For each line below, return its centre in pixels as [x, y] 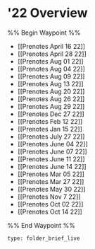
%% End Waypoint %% [41, 225]
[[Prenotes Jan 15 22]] [50, 129]
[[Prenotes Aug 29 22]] [51, 106]
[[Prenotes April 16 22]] [51, 46]
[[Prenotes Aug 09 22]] [51, 76]
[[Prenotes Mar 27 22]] [51, 181]
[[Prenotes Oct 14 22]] [50, 212]
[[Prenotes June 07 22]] [52, 151]
